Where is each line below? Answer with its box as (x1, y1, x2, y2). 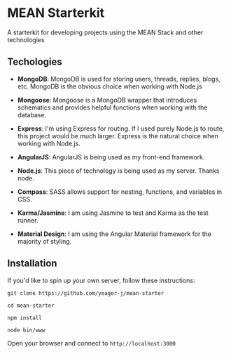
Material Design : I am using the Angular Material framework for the (17, 230, 212, 238)
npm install (7, 314, 42, 321)
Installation (7, 258, 57, 270)
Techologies (7, 56, 62, 68)
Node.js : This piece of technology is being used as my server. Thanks (17, 166, 220, 175)
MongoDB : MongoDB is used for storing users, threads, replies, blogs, (17, 74, 220, 83)
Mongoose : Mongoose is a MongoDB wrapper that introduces (17, 96, 197, 104)
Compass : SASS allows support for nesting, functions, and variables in (17, 188, 223, 196)
